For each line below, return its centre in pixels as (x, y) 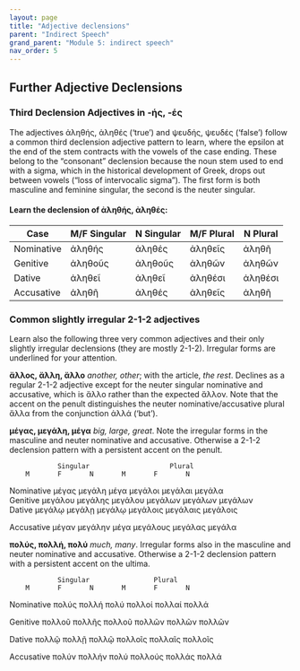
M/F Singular (99, 234)
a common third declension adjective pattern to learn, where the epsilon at (147, 142)
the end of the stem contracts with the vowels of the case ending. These (143, 151)
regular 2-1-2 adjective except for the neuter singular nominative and (136, 385)
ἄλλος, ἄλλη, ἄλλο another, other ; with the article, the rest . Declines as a (147, 375)
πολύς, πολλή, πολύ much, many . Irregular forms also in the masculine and (150, 545)
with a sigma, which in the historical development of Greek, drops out (137, 170)
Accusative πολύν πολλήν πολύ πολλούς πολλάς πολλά (116, 657)
